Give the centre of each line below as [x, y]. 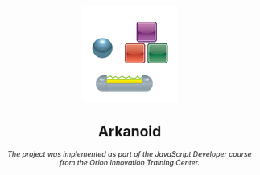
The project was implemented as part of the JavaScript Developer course [130, 153]
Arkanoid [130, 132]
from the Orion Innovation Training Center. [130, 162]
